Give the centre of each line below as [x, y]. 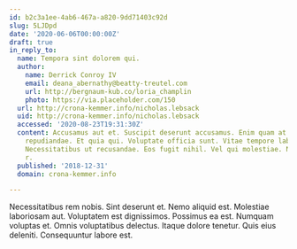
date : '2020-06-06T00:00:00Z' [65, 34]
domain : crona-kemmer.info [67, 174]
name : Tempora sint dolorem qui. [79, 58]
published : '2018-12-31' [63, 166]
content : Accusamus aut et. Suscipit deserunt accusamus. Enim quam [146, 133]
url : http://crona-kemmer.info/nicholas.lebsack [108, 108]
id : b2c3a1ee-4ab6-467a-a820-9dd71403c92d [88, 17]
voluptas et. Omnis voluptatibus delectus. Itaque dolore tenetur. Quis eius [143, 226]
